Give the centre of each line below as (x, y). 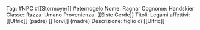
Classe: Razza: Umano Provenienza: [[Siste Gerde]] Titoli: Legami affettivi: (98, 15)
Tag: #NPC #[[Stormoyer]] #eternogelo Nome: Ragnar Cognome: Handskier (100, 9)
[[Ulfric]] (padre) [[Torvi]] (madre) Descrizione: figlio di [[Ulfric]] (86, 21)
